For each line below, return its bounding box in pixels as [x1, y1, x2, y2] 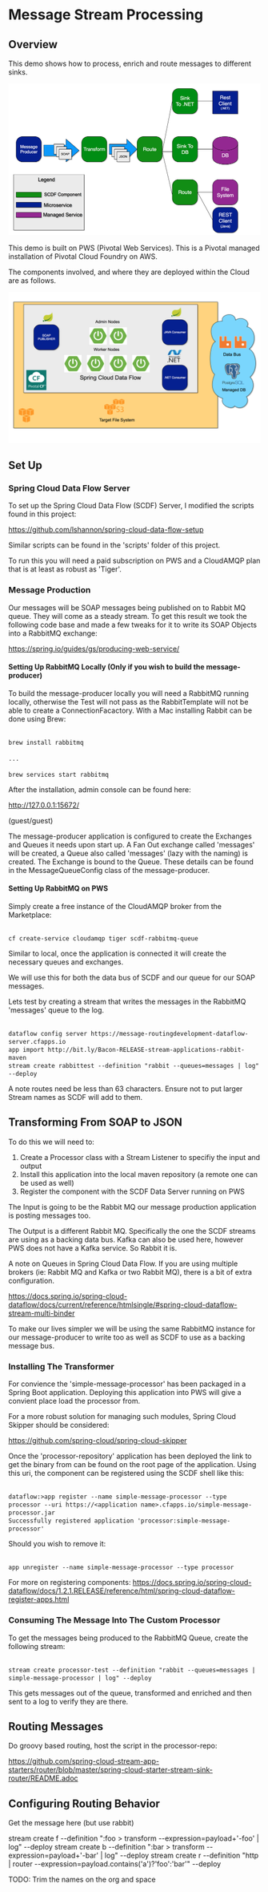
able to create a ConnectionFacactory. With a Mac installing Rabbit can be [8, 705, 253, 715]
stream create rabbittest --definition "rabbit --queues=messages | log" [8, 1062, 260, 1070]
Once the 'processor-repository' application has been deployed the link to [8, 1451, 252, 1461]
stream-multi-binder [8, 1308, 75, 1318]
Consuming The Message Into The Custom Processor [8, 1615, 221, 1626]
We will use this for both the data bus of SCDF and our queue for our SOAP [8, 972, 256, 983]
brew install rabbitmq [8, 738, 84, 746]
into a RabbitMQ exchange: [8, 628, 98, 638]
